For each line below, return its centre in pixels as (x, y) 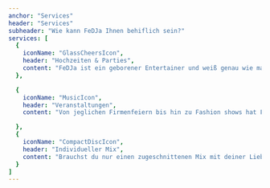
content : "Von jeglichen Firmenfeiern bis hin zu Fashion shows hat (140, 112)
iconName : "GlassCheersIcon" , (74, 53)
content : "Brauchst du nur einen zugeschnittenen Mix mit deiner (135, 157)
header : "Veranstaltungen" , (70, 105)
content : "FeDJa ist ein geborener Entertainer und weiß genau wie (138, 68)
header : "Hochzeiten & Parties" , (79, 61)
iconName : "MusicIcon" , (63, 97)
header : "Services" (41, 23)
